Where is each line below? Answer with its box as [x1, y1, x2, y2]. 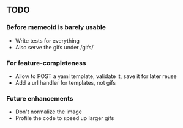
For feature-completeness [6, 59, 87, 67]
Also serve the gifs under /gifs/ [15, 43, 94, 51]
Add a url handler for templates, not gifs [15, 79, 116, 86]
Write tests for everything [15, 37, 80, 44]
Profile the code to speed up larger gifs [15, 115, 114, 122]
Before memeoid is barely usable [6, 23, 106, 32]
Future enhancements [6, 94, 73, 102]
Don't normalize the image [15, 108, 83, 115]
